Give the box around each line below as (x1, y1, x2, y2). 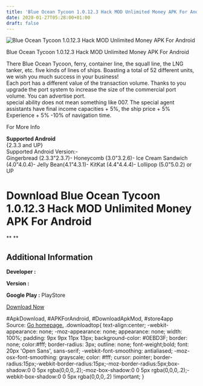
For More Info (6, 124, 40, 131)
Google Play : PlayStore (6, 291, 65, 299)
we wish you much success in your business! (6, 73, 119, 81)
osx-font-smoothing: (6, 354, 58, 361)
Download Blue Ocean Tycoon (6, 188, 161, 202)
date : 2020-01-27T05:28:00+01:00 (6, 15, 91, 21)
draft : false (6, 20, 39, 26)
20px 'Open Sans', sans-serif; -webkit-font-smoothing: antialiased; (6, 347, 173, 354)
